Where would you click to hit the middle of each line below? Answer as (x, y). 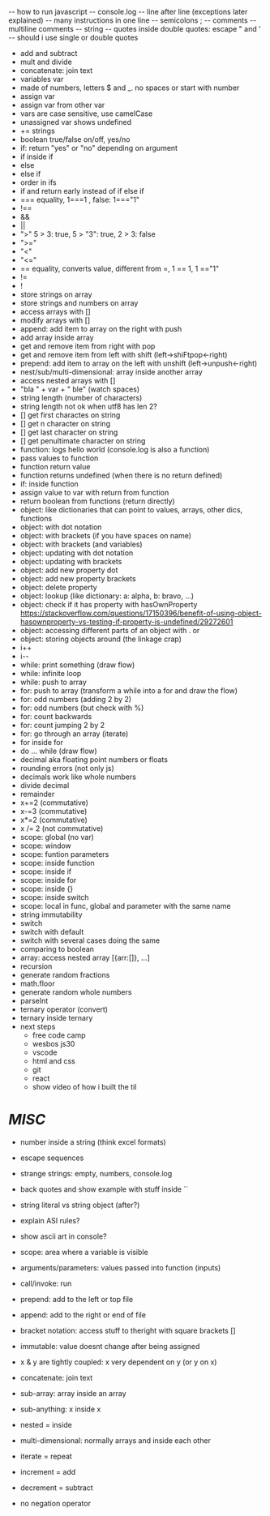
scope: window (45, 846)
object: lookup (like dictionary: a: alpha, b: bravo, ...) (107, 596)
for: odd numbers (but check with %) (82, 708)
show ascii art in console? (63, 1236)
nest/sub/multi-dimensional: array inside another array (111, 372)
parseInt (34, 1001)
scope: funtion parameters (64, 854)
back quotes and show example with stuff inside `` (104, 1189)
